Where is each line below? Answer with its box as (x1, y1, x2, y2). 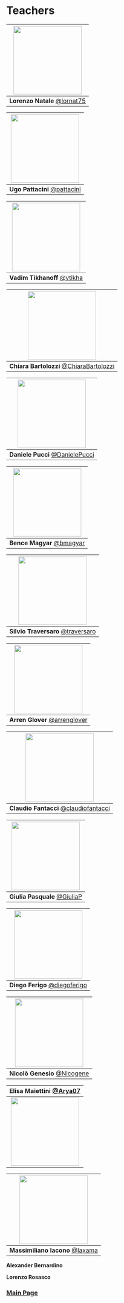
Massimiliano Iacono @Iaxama (9, 1246, 98, 1254)
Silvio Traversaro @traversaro (9, 627, 96, 635)
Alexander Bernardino (6, 1261, 63, 1269)
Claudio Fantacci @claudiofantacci (9, 804, 110, 812)
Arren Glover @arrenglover (9, 715, 88, 724)
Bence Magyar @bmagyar (9, 539, 85, 547)
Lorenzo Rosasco (6, 1273, 51, 1281)
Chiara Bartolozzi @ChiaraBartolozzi (9, 362, 115, 370)
